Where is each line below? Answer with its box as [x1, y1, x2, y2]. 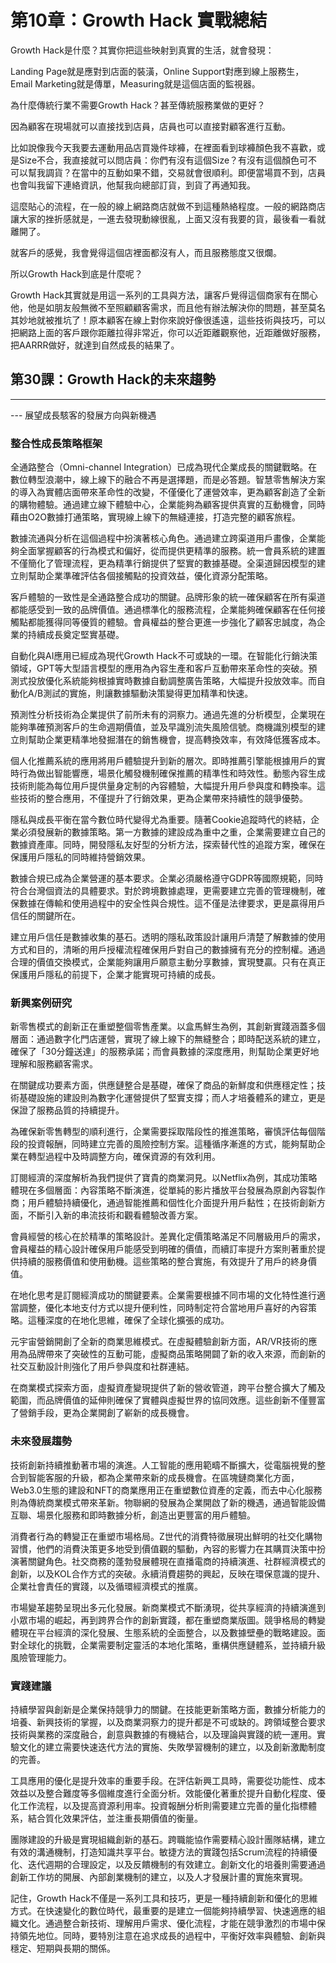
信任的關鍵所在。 [10, 910, 81, 922]
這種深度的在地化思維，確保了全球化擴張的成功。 [27, 1314, 230, 1326]
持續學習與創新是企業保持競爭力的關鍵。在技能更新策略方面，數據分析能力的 [10, 1703, 326, 1715]
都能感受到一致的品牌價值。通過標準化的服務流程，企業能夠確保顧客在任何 [10, 604, 317, 616]
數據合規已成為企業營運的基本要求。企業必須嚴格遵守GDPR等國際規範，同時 [10, 872, 324, 885]
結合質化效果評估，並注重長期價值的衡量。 [27, 1812, 203, 1824]
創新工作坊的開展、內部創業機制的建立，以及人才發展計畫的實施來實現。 [10, 1871, 308, 1883]
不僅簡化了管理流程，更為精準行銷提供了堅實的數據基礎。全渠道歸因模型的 [10, 557, 317, 570]
